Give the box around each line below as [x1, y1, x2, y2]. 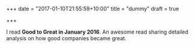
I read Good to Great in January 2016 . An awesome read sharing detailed [6, 28, 189, 35]
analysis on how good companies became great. [6, 35, 127, 41]
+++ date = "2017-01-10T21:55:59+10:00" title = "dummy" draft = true [6, 5, 179, 12]
